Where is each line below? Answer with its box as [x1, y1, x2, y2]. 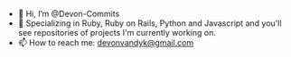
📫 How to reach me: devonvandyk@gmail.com [17, 37, 194, 48]
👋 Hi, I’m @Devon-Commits [17, 9, 120, 19]
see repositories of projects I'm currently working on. [17, 28, 217, 37]
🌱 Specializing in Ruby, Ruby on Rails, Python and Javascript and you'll [17, 18, 282, 28]
